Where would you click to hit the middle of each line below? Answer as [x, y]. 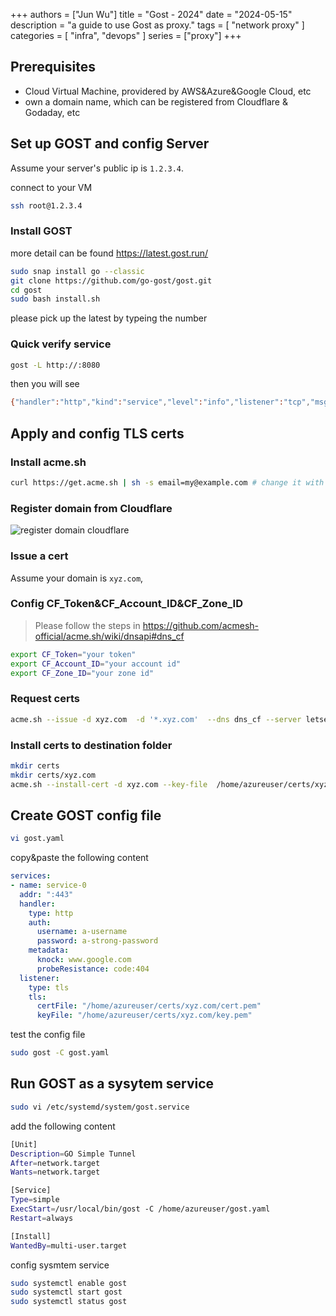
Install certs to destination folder [91, 745]
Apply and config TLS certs [97, 433]
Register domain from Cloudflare [91, 508]
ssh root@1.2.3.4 [46, 205]
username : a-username [82, 932]
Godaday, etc [52, 112]
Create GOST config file [86, 815]
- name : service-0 [48, 885]
